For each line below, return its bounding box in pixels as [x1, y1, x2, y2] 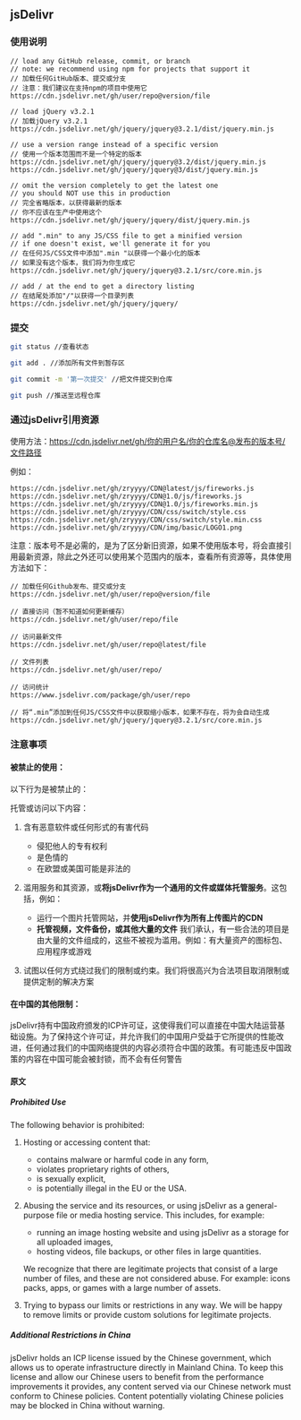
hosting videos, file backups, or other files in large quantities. [36, 1245, 262, 1257]
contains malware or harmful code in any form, [36, 1154, 209, 1165]
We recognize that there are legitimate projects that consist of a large [22, 1263, 279, 1274]
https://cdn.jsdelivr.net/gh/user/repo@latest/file [10, 640, 206, 649]
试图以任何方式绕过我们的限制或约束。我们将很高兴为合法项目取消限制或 [22, 965, 289, 976]
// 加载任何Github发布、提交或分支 [10, 581, 127, 590]
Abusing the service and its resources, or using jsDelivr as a [22, 1200, 245, 1210]
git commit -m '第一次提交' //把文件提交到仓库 [10, 374, 173, 383]
